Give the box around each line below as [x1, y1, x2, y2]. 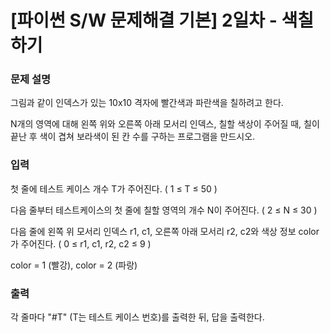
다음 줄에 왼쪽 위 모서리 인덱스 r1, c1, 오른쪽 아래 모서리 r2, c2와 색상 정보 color [10, 225, 320, 237]
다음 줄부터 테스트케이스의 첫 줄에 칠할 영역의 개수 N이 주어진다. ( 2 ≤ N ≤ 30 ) [10, 204, 318, 216]
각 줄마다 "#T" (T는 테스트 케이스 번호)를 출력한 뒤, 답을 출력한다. [10, 311, 265, 323]
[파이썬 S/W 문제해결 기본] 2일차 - [10, 9, 278, 32]
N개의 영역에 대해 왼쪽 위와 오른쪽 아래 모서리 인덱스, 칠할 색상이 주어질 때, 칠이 [10, 118, 320, 130]
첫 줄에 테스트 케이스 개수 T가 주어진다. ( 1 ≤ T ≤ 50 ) [10, 182, 218, 195]
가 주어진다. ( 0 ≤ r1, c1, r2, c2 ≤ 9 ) [10, 237, 152, 250]
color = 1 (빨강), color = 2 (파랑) [10, 259, 138, 271]
